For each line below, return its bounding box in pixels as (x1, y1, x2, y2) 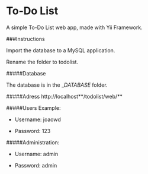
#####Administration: (6, 138, 60, 146)
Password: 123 (14, 127, 51, 134)
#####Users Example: (6, 104, 61, 111)
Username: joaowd (14, 116, 61, 123)
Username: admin (14, 150, 59, 157)
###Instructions (6, 35, 46, 42)
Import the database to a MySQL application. (6, 46, 115, 54)
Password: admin (14, 162, 57, 169)
